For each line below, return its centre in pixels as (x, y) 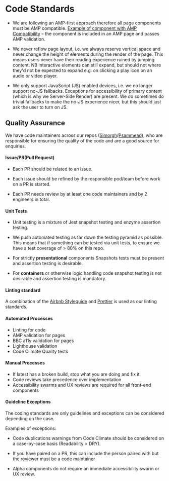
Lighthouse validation (35, 346)
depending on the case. (30, 418)
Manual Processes (25, 363)
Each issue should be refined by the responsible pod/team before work (86, 178)
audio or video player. (35, 76)
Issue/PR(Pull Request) (30, 158)
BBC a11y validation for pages (43, 341)
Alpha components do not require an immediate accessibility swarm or (86, 468)
